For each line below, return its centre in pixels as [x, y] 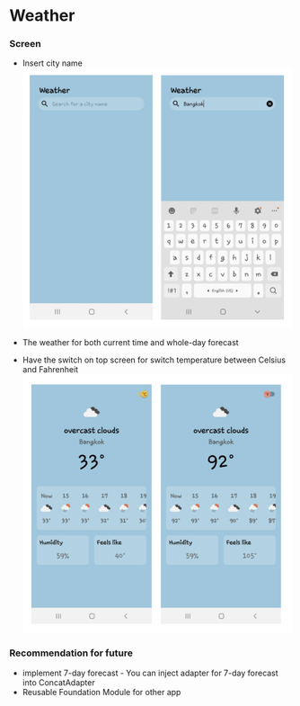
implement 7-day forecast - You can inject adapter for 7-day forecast [150, 673]
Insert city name [52, 63]
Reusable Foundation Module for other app [101, 692]
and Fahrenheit [50, 370]
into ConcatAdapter [59, 682]
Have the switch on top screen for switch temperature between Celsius [154, 360]
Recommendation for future [71, 653]
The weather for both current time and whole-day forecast [131, 343]
